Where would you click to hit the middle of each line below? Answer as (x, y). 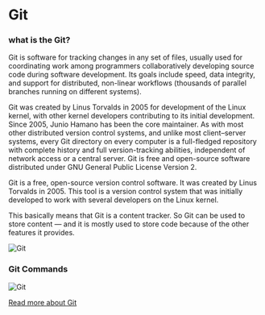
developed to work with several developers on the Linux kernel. (114, 200)
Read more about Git (43, 302)
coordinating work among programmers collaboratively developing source (131, 66)
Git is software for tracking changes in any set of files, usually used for (126, 57)
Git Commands (38, 269)
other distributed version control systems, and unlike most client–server (127, 133)
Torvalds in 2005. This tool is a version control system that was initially (126, 192)
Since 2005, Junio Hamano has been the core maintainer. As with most (126, 124)
